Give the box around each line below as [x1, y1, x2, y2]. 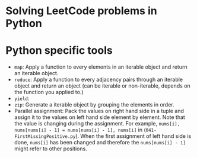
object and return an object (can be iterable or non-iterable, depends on [14, 82, 190, 89]
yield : [14, 95, 30, 102]
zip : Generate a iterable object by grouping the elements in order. [14, 101, 174, 108]
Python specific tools [5, 44, 113, 57]
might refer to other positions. [14, 145, 87, 152]
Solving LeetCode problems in [5, 4, 158, 18]
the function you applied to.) [14, 89, 84, 96]
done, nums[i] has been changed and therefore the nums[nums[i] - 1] [14, 139, 186, 146]
